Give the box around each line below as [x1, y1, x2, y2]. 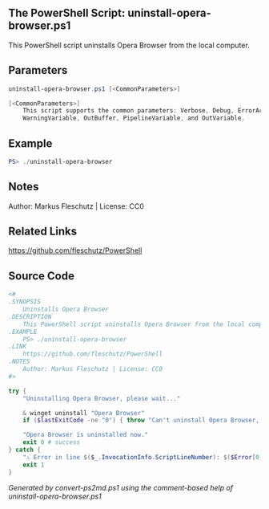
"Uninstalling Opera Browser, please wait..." [22, 394, 181, 402]
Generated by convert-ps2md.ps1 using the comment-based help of [8, 483, 234, 492]
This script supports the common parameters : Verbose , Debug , [22, 107, 235, 115]
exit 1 [22, 461, 45, 469]
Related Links [8, 225, 78, 238]
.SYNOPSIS [8, 298, 42, 306]
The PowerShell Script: [8, 6, 126, 20]
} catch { [8, 446, 42, 454]
